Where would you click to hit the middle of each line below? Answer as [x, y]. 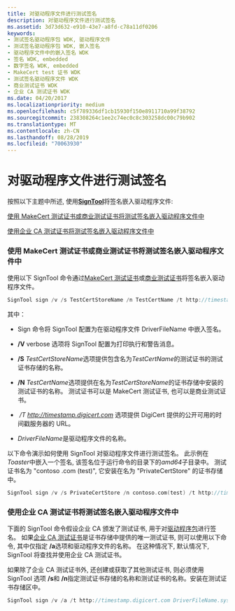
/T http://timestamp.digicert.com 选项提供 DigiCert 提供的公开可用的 [117, 415]
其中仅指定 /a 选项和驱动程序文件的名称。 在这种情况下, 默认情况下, [113, 546]
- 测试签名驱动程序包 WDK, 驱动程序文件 [59, 40]
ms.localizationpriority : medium [56, 105]
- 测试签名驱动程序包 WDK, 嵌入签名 [54, 46]
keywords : [22, 33]
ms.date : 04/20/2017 [37, 99]
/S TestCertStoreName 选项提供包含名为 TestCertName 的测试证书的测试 [120, 359]
